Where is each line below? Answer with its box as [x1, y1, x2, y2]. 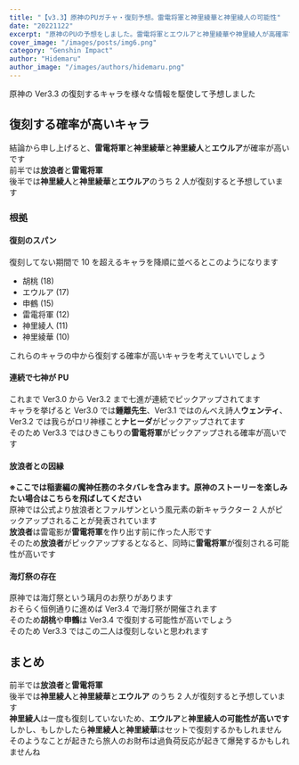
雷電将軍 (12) [21, 308, 70, 319]
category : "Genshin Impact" [9, 46, 114, 55]
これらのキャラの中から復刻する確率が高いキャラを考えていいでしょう [9, 350, 266, 361]
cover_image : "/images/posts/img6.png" [9, 37, 158, 47]
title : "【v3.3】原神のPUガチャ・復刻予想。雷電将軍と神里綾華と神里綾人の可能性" [9, 12, 281, 22]
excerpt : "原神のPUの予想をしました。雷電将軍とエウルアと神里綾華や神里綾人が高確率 [9, 29, 289, 38]
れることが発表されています [55, 515, 158, 526]
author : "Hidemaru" [9, 54, 82, 63]
